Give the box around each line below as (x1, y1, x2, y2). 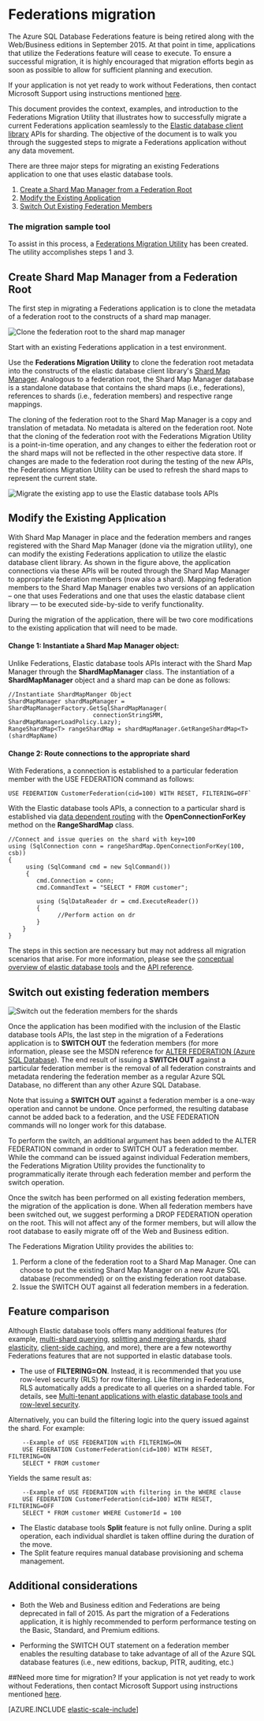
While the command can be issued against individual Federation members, (8, 1153, 251, 1162)
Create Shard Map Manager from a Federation (8, 270, 238, 284)
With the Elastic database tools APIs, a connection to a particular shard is (8, 804, 246, 813)
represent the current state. (8, 474, 98, 483)
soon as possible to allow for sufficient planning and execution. (8, 65, 213, 74)
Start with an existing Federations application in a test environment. (8, 343, 227, 352)
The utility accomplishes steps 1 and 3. (8, 247, 134, 257)
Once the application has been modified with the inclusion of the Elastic (8, 1022, 241, 1031)
